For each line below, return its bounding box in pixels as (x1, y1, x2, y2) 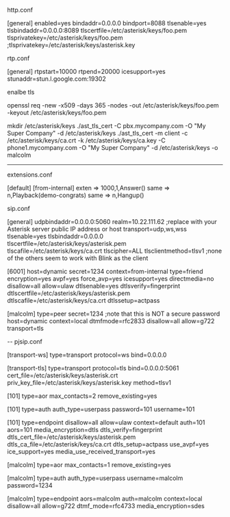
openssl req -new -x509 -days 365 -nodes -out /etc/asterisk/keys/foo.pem (7, 101, 219, 109)
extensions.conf (7, 171, 53, 179)
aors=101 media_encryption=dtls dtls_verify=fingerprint (7, 426, 163, 433)
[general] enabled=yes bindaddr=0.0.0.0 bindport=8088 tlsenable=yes (7, 19, 207, 27)
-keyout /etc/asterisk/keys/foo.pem (7, 109, 107, 116)
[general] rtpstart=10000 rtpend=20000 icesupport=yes (7, 68, 166, 75)
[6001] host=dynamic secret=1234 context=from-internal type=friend (7, 267, 203, 275)
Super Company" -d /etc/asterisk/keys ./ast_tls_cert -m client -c (7, 129, 188, 137)
